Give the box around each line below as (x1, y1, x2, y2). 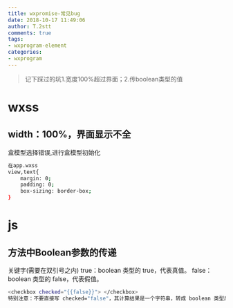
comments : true (8, 29, 52, 37)
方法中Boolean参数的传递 (8, 247, 117, 258)
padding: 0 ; (20, 181, 55, 189)
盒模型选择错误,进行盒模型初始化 (8, 148, 101, 156)
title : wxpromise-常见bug (8, 10, 80, 17)
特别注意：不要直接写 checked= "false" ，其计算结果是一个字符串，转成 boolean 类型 (8, 295, 225, 302)
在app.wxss (8, 162, 39, 169)
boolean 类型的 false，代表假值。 (8, 275, 103, 283)
